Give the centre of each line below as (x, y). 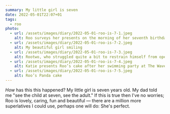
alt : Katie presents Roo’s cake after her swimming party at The (85, 66)
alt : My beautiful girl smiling (48, 47)
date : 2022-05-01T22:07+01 (34, 15)
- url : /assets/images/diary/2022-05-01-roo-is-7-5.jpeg (71, 71)
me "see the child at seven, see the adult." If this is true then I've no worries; (85, 95)
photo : (12, 29)
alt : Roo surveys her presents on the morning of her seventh (81, 38)
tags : (11, 19)
